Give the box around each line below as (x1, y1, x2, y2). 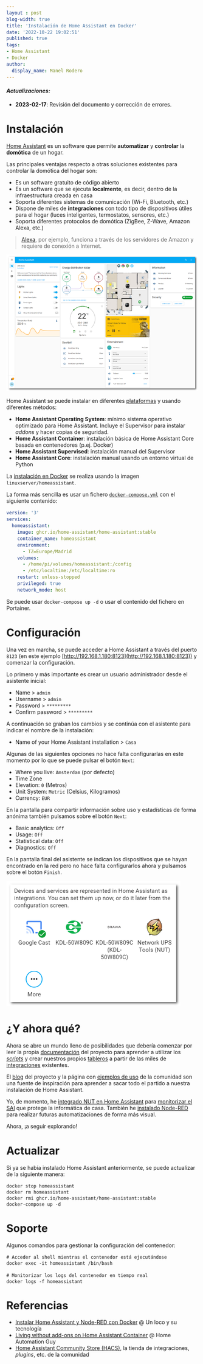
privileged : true (17, 581, 61, 587)
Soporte (6, 1221, 48, 1235)
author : (6, 61, 26, 67)
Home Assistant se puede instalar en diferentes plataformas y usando (6, 397, 181, 405)
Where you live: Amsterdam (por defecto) (15, 768, 115, 775)
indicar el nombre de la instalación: (6, 726, 94, 733)
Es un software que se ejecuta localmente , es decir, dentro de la (15, 185, 177, 192)
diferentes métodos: (6, 404, 57, 411)
